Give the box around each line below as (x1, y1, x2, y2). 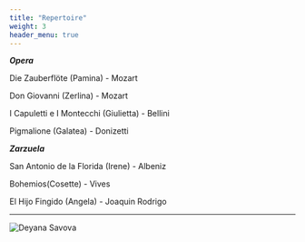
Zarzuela (9, 143, 45, 155)
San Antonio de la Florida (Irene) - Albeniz (9, 161, 166, 172)
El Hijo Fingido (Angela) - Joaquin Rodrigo (9, 197, 167, 207)
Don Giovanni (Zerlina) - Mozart (9, 90, 129, 101)
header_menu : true (9, 30, 79, 39)
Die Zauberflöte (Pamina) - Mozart (9, 73, 138, 84)
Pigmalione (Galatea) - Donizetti (9, 126, 129, 136)
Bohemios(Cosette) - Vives (9, 178, 111, 189)
